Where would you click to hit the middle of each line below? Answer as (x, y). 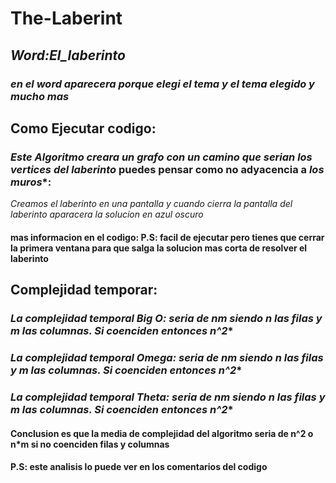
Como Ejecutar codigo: (83, 128)
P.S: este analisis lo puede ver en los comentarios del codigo (139, 467)
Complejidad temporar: (84, 290)
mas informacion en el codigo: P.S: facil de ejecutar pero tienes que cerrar (167, 237)
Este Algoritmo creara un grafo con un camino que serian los (161, 157)
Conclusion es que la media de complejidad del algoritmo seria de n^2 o (162, 433)
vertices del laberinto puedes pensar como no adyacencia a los (167, 169)
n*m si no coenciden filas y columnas (90, 444)
